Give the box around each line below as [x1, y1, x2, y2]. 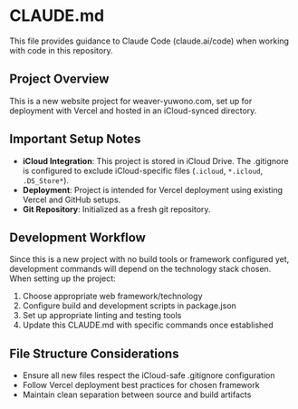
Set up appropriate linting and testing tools [22, 310, 182, 321]
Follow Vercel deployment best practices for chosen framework [22, 380, 260, 391]
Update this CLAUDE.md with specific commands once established [22, 319, 274, 331]
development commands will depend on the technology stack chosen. [9, 264, 272, 275]
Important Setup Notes [9, 131, 141, 147]
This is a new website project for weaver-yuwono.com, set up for [9, 95, 253, 106]
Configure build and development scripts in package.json [22, 300, 237, 311]
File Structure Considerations [9, 346, 179, 361]
